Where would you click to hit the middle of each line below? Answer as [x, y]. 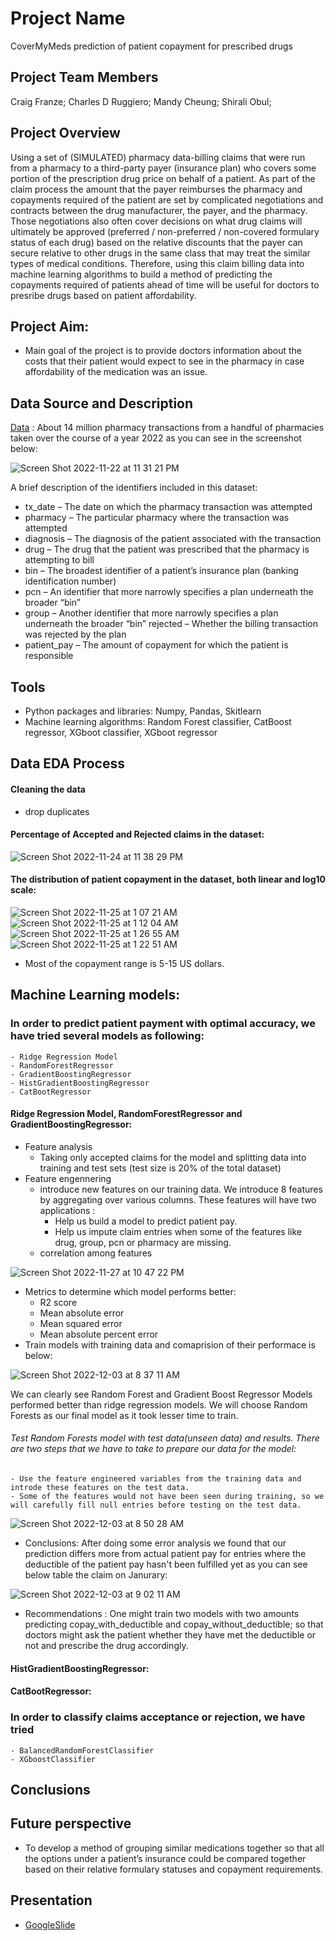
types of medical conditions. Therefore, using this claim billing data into [157, 263]
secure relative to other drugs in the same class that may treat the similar [160, 253]
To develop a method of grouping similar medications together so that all [174, 1848]
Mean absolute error [82, 1313]
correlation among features [96, 1253]
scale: [23, 890]
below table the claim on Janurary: [96, 1575]
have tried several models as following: [107, 1036]
